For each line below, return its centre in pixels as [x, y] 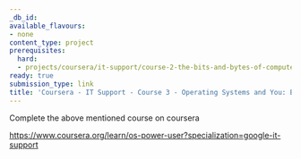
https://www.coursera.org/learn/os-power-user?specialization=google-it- [145, 135]
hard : [28, 59]
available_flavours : [48, 26]
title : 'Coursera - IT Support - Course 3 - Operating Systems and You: [148, 92]
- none [21, 34]
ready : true [31, 76]
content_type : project [52, 42]
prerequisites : [38, 51]
